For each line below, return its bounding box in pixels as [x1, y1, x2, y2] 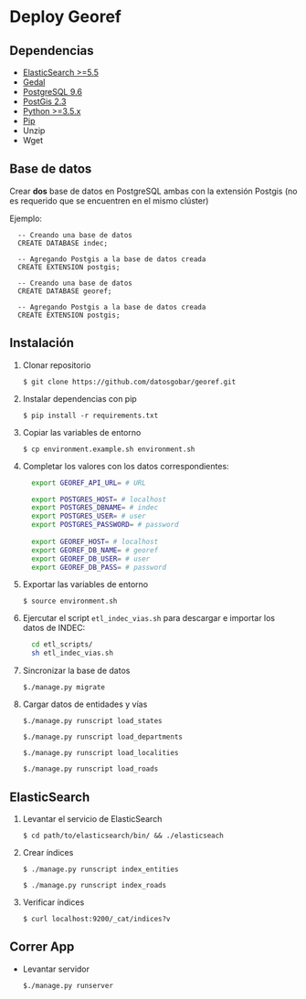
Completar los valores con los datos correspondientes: [22, 460, 230, 471]
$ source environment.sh [22, 596, 118, 606]
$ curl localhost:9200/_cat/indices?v [22, 914, 171, 923]
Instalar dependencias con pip [22, 393, 137, 404]
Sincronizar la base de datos [22, 665, 131, 677]
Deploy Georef [9, 6, 121, 27]
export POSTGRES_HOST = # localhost [31, 495, 167, 504]
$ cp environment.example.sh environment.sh [22, 445, 195, 454]
